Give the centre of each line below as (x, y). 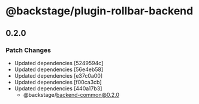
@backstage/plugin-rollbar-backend (99, 11)
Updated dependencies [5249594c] (59, 63)
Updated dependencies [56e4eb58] (59, 69)
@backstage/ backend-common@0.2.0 (71, 94)
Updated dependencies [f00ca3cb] (58, 82)
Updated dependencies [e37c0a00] (58, 75)
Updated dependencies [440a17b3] (58, 88)
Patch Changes (28, 50)
